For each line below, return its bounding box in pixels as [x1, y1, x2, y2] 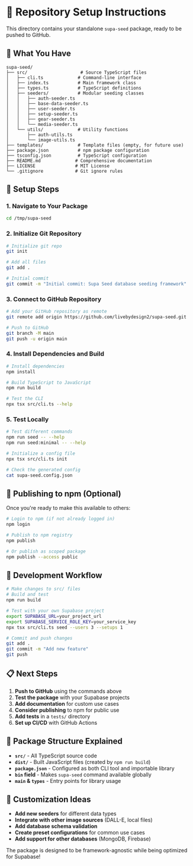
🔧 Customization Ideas [6, 795, 91, 805]
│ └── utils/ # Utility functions [6, 126, 128, 132]
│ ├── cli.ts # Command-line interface [6, 74, 142, 81]
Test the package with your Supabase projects [14, 694, 130, 701]
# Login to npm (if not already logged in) [6, 516, 115, 522]
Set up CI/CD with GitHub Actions [14, 719, 98, 726]
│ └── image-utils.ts [6, 137, 76, 143]
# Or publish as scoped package [6, 548, 86, 554]
